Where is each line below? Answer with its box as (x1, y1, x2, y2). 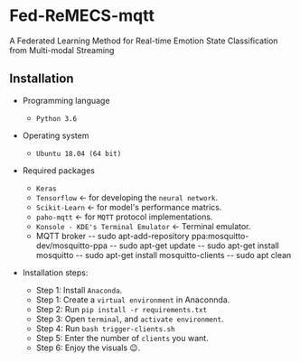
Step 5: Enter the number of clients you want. (35, 332, 210, 343)
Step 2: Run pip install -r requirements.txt (35, 303, 208, 314)
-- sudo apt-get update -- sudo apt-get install (109, 240, 280, 251)
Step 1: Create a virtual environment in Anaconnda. (35, 294, 230, 305)
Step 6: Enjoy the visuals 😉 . (35, 342, 141, 353)
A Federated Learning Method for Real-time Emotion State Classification (9, 35, 278, 46)
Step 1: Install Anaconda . (35, 284, 123, 295)
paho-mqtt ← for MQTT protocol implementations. (35, 211, 213, 222)
